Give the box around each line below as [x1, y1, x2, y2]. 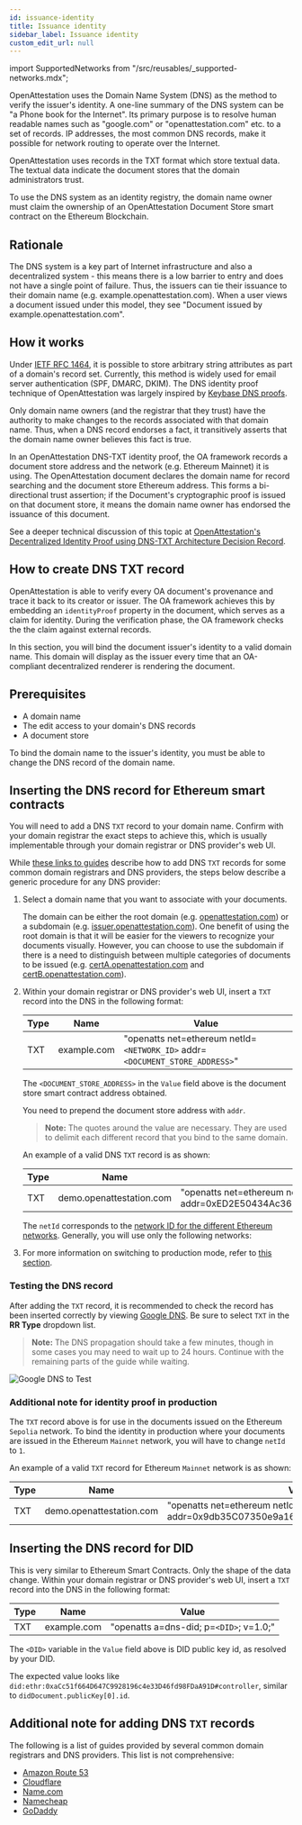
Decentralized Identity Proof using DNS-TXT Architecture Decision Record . [9, 535, 286, 546]
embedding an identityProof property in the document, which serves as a [9, 604, 286, 615]
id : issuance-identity [9, 13, 94, 23]
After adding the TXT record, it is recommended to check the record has [9, 1300, 274, 1311]
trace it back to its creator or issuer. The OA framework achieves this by [9, 595, 276, 606]
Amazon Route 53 [22, 1766, 89, 1777]
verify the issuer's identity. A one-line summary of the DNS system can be [9, 100, 285, 111]
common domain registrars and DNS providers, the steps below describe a [9, 867, 286, 878]
